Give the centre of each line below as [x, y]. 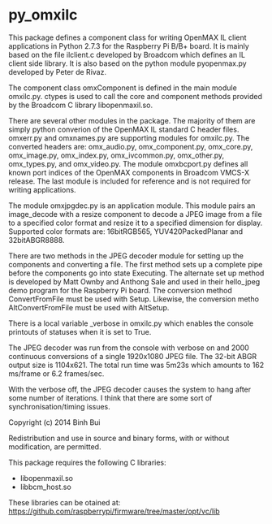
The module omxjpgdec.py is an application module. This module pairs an [132, 206]
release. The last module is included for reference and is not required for [130, 181]
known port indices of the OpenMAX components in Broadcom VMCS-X [129, 172]
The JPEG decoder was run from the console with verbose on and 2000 [129, 348]
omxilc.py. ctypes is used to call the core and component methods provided [135, 96]
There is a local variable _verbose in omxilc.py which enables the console [131, 323]
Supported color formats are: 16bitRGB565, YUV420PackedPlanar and [126, 231]
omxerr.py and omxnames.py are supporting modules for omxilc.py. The [129, 138]
